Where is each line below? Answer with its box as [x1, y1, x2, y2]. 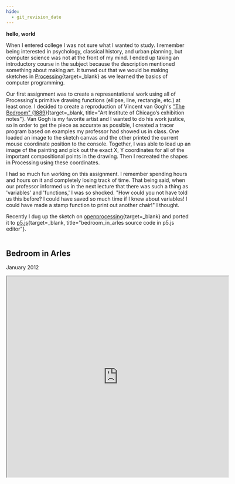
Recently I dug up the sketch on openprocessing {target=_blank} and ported [6, 212, 189, 220]
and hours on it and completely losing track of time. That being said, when [6, 177, 186, 184]
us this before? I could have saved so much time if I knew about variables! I [6, 195, 188, 202]
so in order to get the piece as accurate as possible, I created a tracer [6, 121, 175, 128]
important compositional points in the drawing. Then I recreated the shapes [6, 153, 188, 160]
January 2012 [6, 264, 39, 271]
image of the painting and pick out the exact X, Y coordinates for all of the [6, 146, 185, 153]
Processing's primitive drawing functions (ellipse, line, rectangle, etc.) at [6, 96, 180, 103]
